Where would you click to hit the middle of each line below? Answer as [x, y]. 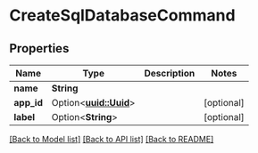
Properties [39, 48]
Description [170, 73]
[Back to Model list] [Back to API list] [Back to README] [112, 139]
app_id [28, 103]
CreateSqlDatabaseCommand [122, 16]
